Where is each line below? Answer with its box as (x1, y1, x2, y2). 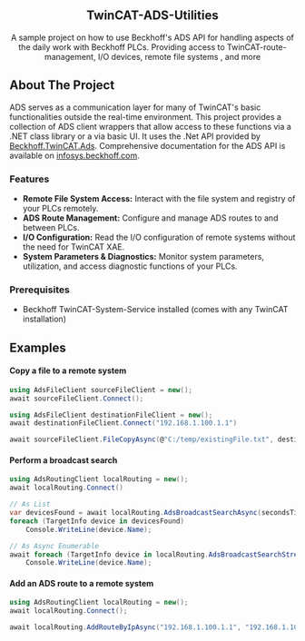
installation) (22, 313, 66, 325)
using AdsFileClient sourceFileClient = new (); (9, 385, 193, 394)
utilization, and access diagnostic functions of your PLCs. (22, 261, 238, 271)
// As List (9, 499, 51, 509)
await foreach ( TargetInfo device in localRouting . (9, 549, 209, 559)
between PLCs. (22, 222, 80, 232)
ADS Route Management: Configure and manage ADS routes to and (22, 212, 279, 223)
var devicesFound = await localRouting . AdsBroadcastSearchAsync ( (9, 508, 261, 518)
